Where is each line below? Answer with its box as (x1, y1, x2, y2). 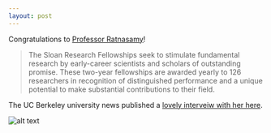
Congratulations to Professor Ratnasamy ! (8, 34, 146, 44)
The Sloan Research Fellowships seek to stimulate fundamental (28, 49, 240, 59)
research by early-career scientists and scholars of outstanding (28, 58, 241, 68)
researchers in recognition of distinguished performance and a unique (28, 75, 264, 85)
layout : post (8, 11, 53, 20)
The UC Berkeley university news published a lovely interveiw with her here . (8, 100, 263, 109)
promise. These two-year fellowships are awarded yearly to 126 (28, 66, 242, 77)
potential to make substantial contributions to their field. (28, 84, 215, 94)
